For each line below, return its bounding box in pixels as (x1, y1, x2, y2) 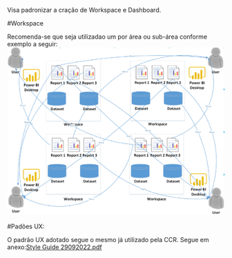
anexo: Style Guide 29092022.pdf (7, 243, 102, 251)
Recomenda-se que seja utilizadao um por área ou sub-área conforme (7, 32, 208, 41)
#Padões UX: (7, 222, 45, 230)
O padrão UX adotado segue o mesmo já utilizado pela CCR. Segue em (7, 236, 209, 244)
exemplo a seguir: (7, 40, 58, 48)
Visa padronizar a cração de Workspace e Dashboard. (7, 6, 162, 14)
